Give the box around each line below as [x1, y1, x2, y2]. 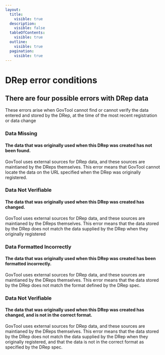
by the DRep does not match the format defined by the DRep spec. [5, 282, 141, 288]
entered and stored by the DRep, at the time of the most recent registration [5, 112, 157, 119]
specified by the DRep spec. [5, 344, 63, 350]
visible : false [14, 26, 45, 31]
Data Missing [5, 130, 38, 137]
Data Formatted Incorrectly [5, 243, 72, 250]
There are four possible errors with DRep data [5, 94, 149, 102]
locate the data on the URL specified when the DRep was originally [5, 169, 141, 175]
